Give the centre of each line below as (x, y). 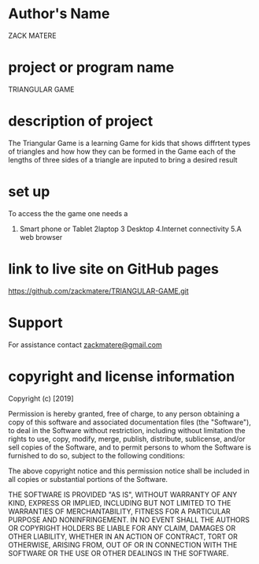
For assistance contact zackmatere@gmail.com (85, 345)
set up (29, 192)
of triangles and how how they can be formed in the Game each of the (122, 151)
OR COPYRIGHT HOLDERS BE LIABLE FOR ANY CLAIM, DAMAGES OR (122, 528)
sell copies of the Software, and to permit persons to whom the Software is (130, 447)
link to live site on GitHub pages (113, 269)
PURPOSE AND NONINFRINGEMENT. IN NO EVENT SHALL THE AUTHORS (129, 519)
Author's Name (59, 14)
